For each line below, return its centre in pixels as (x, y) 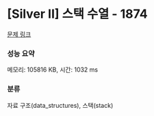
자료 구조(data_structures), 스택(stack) (60, 105)
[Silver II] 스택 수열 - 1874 (78, 14)
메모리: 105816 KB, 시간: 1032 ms (52, 70)
